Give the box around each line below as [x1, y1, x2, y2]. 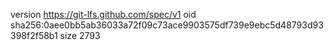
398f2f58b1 [10, 30, 58, 41]
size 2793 [59, 30, 101, 41]
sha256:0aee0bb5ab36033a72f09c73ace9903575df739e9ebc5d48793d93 [10, 19, 324, 31]
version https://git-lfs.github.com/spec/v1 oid [10, 9, 197, 20]
